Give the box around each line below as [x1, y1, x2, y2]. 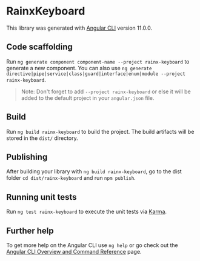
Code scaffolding [6, 42, 73, 52]
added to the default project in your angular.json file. [21, 94, 155, 101]
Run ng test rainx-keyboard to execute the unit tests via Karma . [6, 208, 167, 216]
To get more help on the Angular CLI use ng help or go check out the [6, 242, 178, 249]
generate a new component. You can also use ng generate [6, 64, 152, 71]
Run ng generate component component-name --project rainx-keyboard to [6, 58, 190, 65]
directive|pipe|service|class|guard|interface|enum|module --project [6, 71, 186, 77]
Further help [6, 225, 55, 236]
